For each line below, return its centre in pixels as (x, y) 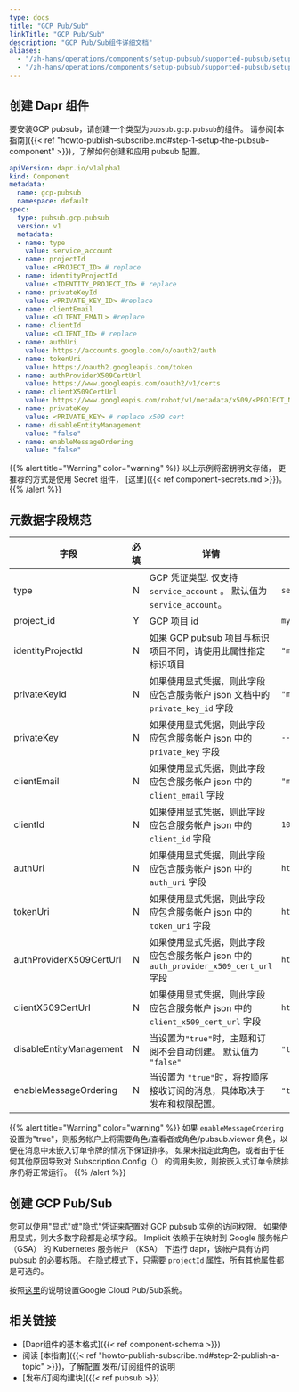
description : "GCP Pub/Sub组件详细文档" (81, 42)
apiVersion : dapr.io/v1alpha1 (65, 168)
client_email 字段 (187, 795)
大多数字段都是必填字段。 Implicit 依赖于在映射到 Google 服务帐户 (168, 1238)
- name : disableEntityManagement (79, 425)
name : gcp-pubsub (49, 193)
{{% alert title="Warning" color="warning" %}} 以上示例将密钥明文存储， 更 (148, 468)
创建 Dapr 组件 (49, 106)
